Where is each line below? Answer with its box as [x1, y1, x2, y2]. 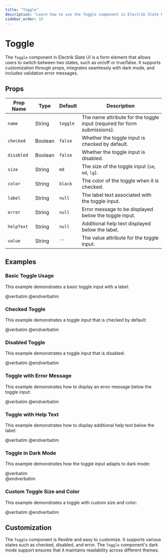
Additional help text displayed [82, 220, 151, 227]
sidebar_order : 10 [5, 16, 43, 21]
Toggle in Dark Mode [5, 449, 56, 456]
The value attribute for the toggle [82, 235, 159, 241]
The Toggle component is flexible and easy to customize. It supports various [5, 537, 162, 543]
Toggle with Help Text [5, 411, 59, 418]
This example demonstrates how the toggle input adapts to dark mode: [5, 461, 151, 467]
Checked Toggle [5, 306, 46, 313]
